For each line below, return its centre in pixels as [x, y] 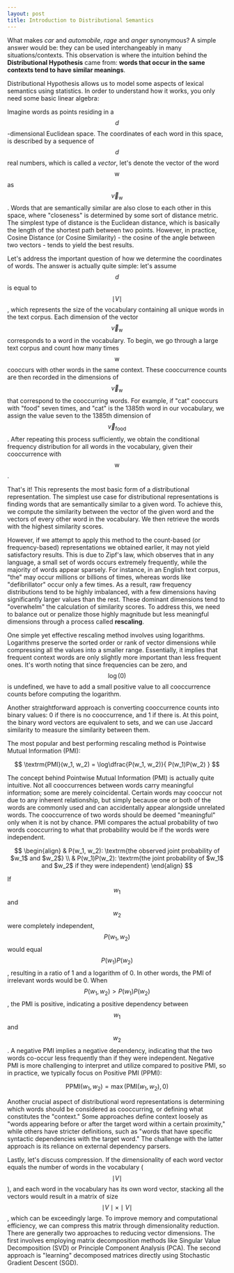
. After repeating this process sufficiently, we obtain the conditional [103, 439]
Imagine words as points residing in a [61, 112]
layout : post [26, 14]
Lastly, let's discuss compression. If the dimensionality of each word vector [115, 1160]
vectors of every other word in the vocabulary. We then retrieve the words [113, 519]
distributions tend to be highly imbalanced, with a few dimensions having [112, 591]
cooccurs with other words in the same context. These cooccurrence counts [117, 370]
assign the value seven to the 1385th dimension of [79, 415]
